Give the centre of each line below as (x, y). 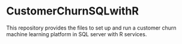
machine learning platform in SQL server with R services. (77, 34)
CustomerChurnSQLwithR (73, 11)
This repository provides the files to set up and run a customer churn (91, 28)
